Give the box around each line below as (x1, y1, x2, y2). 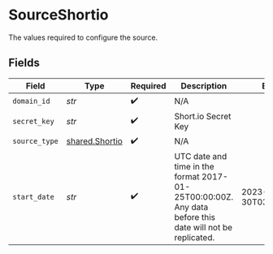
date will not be (174, 222, 233, 233)
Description (180, 80, 227, 91)
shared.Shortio (66, 136, 123, 147)
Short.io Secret (174, 110, 232, 122)
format (174, 170, 200, 182)
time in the (174, 161, 214, 172)
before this (174, 211, 215, 222)
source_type (12, 136, 59, 146)
